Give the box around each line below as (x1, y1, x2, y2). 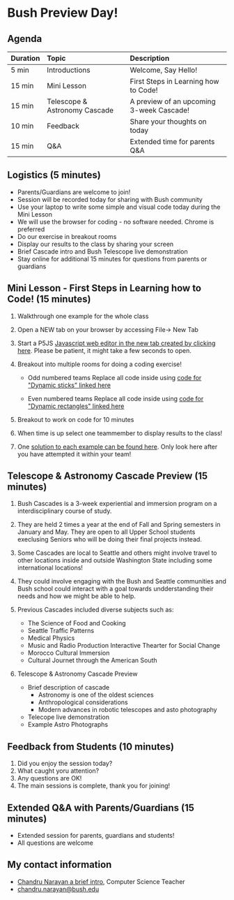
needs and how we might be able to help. (17, 592, 136, 600)
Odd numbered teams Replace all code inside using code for (27, 373, 202, 382)
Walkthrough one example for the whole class (17, 312, 149, 320)
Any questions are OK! (17, 774, 82, 783)
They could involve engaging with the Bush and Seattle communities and (17, 577, 226, 586)
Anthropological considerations (38, 698, 129, 706)
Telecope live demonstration (27, 713, 110, 721)
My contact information (7, 859, 112, 871)
